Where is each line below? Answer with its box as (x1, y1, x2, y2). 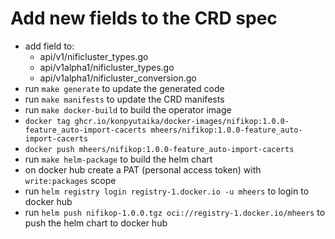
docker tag (24, 116, 71, 126)
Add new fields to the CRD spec (10, 7, 278, 30)
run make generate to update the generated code (24, 82, 225, 94)
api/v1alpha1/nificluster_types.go (39, 61, 175, 73)
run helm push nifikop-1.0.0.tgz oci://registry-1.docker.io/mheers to (24, 206, 326, 218)
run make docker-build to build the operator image (24, 103, 232, 116)
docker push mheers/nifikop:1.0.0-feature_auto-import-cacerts (24, 144, 295, 154)
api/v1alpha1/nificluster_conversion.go (39, 72, 197, 84)
